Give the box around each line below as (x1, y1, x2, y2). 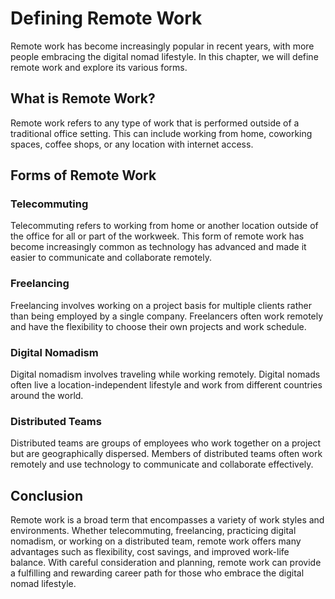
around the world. (10, 390, 84, 402)
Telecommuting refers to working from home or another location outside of (10, 220, 319, 232)
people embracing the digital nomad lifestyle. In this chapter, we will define (10, 50, 319, 62)
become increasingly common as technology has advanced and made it (10, 241, 307, 253)
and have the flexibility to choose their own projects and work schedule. (10, 320, 307, 332)
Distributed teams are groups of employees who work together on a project (10, 437, 322, 449)
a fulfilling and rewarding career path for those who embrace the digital (10, 567, 305, 579)
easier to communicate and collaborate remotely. (10, 252, 213, 264)
